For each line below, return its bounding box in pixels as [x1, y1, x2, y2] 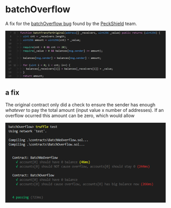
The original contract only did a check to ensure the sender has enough [5, 102, 156, 108]
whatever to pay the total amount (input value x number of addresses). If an [5, 107, 164, 113]
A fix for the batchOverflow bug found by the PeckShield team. [5, 20, 137, 27]
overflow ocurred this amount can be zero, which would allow [5, 112, 135, 119]
